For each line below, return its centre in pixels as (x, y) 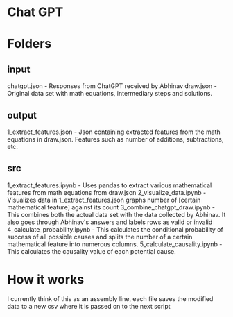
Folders (29, 44)
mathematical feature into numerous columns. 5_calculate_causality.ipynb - (115, 244)
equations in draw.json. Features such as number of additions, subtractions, (115, 139)
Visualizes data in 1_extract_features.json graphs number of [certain (104, 200)
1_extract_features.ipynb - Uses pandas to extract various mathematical (110, 185)
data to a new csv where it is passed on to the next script (89, 306)
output (22, 115)
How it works (46, 280)
